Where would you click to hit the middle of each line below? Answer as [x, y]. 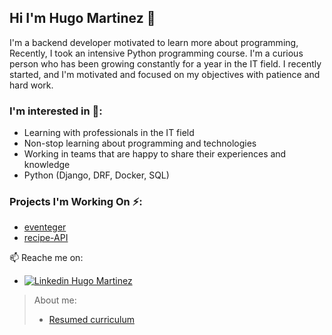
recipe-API [46, 238]
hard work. [31, 85]
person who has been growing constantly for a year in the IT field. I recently [165, 63]
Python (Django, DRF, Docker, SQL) [96, 175]
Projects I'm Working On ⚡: [76, 202]
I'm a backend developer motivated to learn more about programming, [154, 42]
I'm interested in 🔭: [56, 111]
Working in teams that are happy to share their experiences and [155, 154]
